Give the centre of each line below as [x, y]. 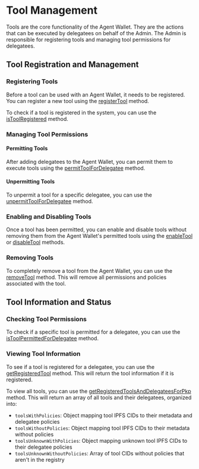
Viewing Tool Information [43, 354]
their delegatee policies [43, 447]
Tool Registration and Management [72, 65]
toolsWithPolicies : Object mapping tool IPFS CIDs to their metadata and [104, 415]
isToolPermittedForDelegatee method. [53, 338]
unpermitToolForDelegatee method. [50, 201]
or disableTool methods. [36, 243]
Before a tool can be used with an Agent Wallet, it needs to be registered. [96, 94]
